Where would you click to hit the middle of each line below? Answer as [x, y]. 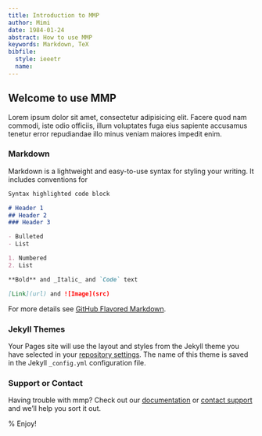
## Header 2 [27, 215]
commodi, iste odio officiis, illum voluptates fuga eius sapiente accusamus [128, 125]
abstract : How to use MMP [50, 37]
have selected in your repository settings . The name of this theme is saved [128, 354]
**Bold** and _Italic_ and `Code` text [73, 279]
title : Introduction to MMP [54, 15]
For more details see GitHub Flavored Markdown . [87, 309]
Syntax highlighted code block [59, 194]
